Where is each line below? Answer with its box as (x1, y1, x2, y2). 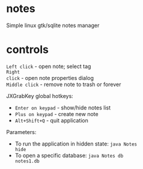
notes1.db (14, 158, 40, 164)
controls (6, 43, 49, 57)
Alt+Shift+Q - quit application (14, 117, 89, 124)
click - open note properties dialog (6, 74, 94, 81)
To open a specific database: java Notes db (14, 152, 124, 159)
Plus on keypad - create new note (14, 110, 99, 117)
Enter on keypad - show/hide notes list (14, 104, 111, 111)
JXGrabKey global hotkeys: (6, 92, 73, 99)
